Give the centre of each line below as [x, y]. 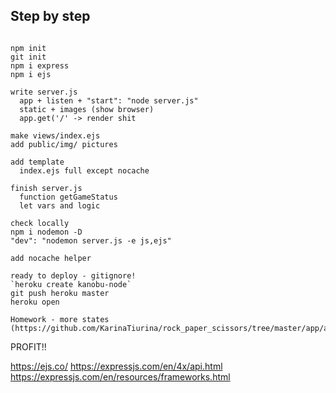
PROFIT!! [28, 346]
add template [37, 162]
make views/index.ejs [55, 135]
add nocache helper [51, 258]
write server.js [44, 92]
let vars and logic [60, 205]
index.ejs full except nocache [84, 170]
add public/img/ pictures [64, 144]
